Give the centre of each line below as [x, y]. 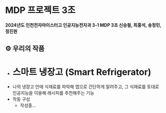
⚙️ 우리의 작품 [25, 49]
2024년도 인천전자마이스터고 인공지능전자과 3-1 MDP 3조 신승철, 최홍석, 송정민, [83, 25]
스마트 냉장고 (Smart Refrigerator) [82, 72]
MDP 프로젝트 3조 [40, 10]
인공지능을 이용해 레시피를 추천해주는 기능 [53, 93]
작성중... [28, 105]
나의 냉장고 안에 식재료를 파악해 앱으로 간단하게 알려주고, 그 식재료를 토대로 [86, 87]
